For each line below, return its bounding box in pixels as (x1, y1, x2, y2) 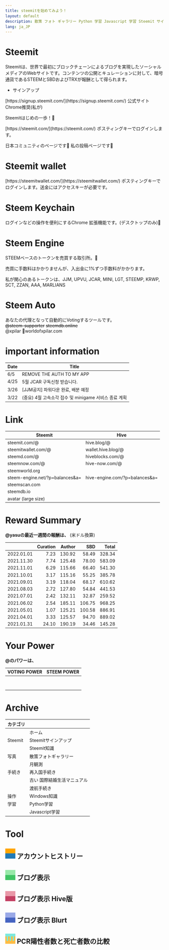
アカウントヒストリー (17, 852, 83, 861)
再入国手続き (29, 769, 56, 775)
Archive (5, 702, 39, 714)
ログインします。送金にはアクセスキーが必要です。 (5, 184, 110, 190)
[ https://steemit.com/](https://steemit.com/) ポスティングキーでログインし (5, 126, 158, 132)
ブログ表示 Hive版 (17, 895, 73, 903)
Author (60, 543, 76, 549)
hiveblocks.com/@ (85, 454, 124, 460)
